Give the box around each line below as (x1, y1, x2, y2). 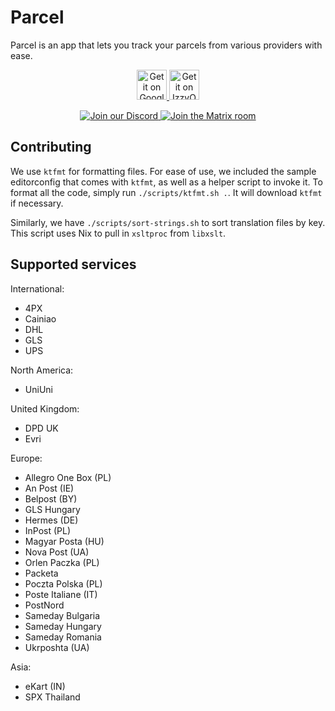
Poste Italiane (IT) (24, 588, 98, 600)
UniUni (24, 383, 53, 395)
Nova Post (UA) (24, 546, 90, 558)
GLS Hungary (24, 503, 81, 515)
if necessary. (10, 197, 64, 209)
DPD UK (24, 422, 59, 434)
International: (10, 282, 65, 295)
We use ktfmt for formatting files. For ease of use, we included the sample (10, 165, 317, 177)
